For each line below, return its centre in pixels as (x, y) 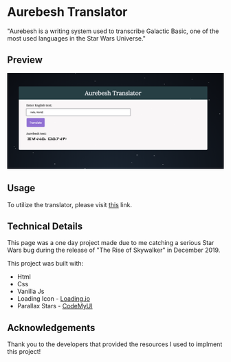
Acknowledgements (51, 328)
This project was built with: (45, 264)
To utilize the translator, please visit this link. (70, 204)
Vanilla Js (31, 291)
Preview (25, 60)
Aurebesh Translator (67, 12)
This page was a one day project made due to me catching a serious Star (111, 243)
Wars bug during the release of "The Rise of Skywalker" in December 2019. (114, 250)
